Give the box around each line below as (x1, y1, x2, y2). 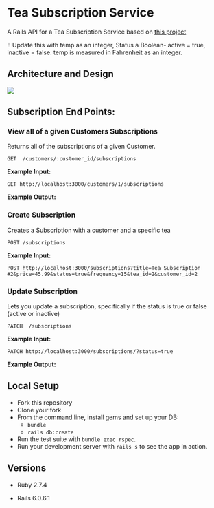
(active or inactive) (7, 310, 60, 318)
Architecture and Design (7, 68, 115, 80)
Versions (7, 463, 47, 474)
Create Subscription (7, 210, 76, 220)
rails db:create (27, 429, 74, 436)
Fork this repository (16, 398, 73, 407)
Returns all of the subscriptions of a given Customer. (7, 142, 156, 151)
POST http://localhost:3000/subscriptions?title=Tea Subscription (7, 264, 201, 271)
